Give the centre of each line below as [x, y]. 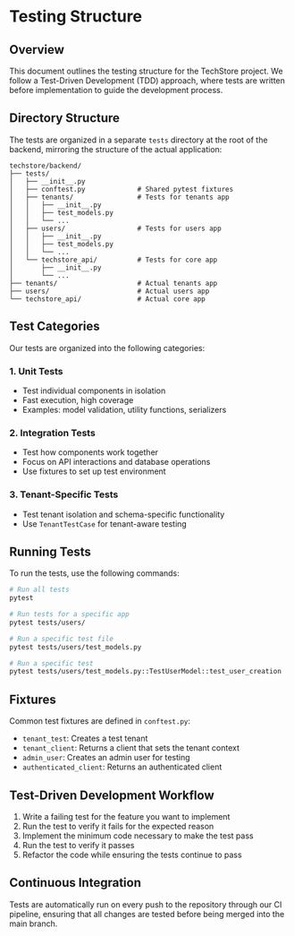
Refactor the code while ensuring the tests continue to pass [132, 854]
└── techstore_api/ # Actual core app [107, 299]
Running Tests [50, 551]
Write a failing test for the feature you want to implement [126, 816]
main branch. [34, 923]
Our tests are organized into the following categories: [107, 348]
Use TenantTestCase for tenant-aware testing [105, 524]
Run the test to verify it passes [78, 845]
